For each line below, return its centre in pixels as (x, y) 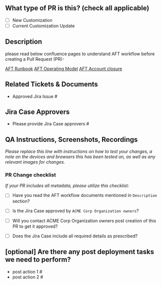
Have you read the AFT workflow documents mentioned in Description (85, 195)
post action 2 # (28, 277)
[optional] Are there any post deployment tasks (80, 252)
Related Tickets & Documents (52, 84)
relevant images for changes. (35, 162)
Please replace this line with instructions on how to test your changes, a (79, 152)
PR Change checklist (30, 175)
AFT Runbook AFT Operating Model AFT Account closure (64, 69)
